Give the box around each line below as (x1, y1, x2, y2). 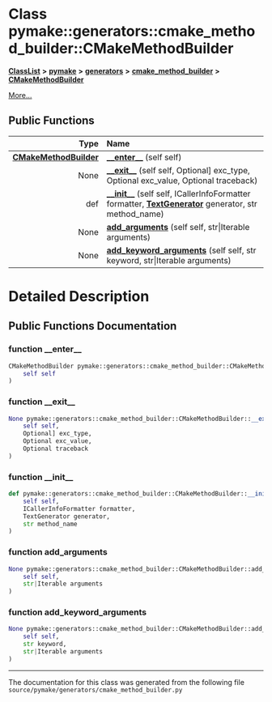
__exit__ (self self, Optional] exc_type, (106, 164, 251, 176)
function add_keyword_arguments (8, 606, 147, 618)
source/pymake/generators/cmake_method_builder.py (8, 686, 183, 694)
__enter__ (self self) (106, 151, 182, 163)
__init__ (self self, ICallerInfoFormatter (106, 188, 251, 199)
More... (8, 90, 32, 100)
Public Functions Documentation (8, 319, 177, 333)
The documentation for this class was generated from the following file (8, 677, 245, 687)
